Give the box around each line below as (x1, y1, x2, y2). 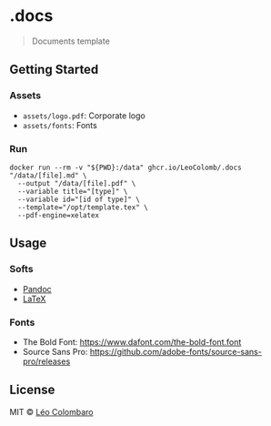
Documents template (31, 35, 111, 46)
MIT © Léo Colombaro (9, 406, 94, 417)
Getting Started (9, 62, 99, 77)
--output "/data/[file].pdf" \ (17, 178, 136, 188)
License (9, 382, 55, 398)
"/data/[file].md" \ (9, 170, 88, 180)
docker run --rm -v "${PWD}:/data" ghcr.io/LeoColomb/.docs (9, 163, 243, 172)
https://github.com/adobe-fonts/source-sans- (89, 346, 262, 357)
